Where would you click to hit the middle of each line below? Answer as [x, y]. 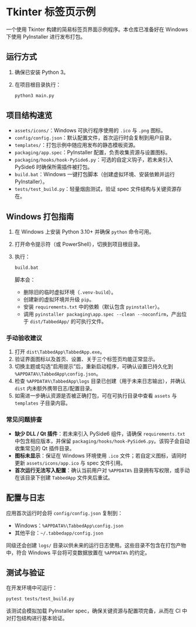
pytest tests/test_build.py [40, 599]
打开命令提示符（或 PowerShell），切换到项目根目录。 [79, 244]
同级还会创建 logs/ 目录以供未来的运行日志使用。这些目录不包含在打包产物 [96, 545]
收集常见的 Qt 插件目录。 [44, 448]
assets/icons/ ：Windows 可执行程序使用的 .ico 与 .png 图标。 [90, 131]
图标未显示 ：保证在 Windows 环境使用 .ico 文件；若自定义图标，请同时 [101, 455]
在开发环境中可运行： [32, 588]
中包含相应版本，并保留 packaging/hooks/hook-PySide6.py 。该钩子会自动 [102, 441]
